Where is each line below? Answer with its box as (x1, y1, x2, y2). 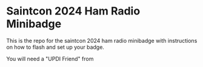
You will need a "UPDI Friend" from (6, 55, 94, 62)
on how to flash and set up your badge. (6, 43, 105, 51)
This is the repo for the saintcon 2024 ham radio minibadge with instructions (6, 37, 198, 44)
